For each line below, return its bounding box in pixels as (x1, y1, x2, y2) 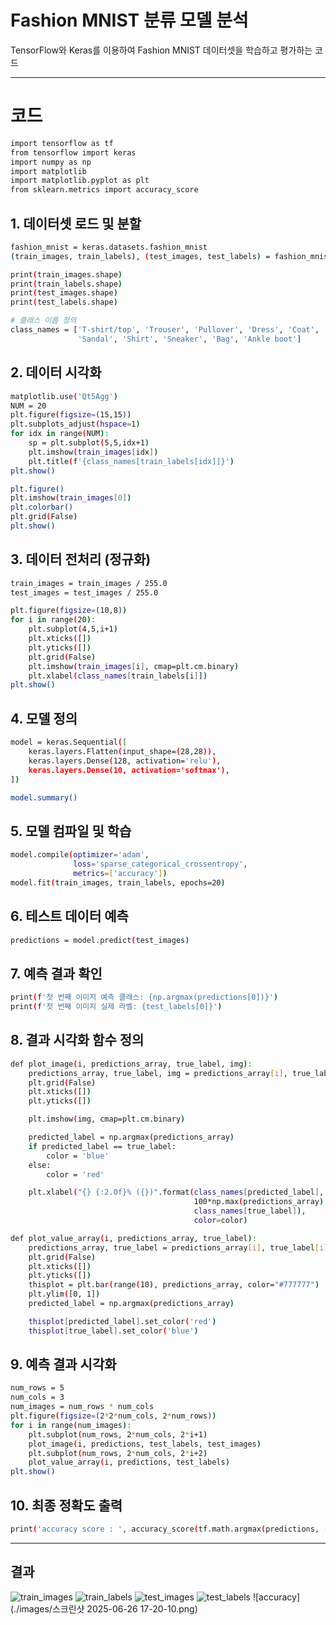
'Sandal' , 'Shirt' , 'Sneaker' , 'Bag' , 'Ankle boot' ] (77, 334, 302, 344)
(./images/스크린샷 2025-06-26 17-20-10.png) (10, 1602, 198, 1615)
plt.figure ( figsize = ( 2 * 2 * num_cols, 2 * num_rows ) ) (10, 1411, 217, 1421)
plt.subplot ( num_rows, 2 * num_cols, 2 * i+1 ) (28, 1429, 208, 1440)
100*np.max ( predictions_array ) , (193, 1197, 329, 1207)
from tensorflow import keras (10, 147, 137, 158)
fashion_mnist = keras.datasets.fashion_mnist (10, 242, 208, 252)
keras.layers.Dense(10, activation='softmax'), (28, 765, 230, 775)
